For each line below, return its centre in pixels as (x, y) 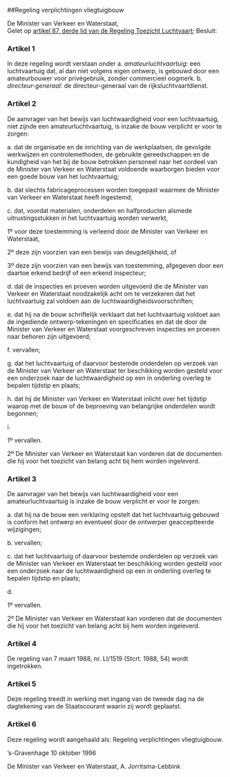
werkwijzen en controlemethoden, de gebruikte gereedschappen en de (108, 154)
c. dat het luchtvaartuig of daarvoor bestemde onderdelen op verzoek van (113, 556)
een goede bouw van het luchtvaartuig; (63, 176)
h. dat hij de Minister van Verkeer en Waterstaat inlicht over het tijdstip (107, 399)
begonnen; (22, 413)
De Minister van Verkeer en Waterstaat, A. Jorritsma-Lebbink (94, 766)
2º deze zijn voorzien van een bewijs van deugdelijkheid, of (92, 252)
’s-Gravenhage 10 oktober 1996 (52, 753)
